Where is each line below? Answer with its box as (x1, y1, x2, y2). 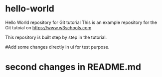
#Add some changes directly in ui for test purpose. (5, 44, 110, 50)
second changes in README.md (5, 62, 141, 73)
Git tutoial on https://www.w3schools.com (5, 24, 92, 30)
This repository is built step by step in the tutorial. (5, 34, 107, 40)
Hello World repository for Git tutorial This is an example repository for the (5, 19, 158, 25)
